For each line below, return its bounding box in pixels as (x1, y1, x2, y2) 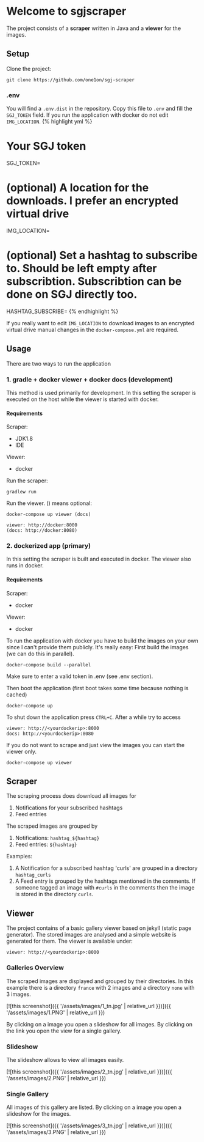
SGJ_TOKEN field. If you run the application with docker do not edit (6, 111, 169, 119)
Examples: (6, 853, 32, 860)
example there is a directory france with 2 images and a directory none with (6, 984, 195, 991)
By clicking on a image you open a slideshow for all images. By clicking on (6, 1020, 193, 1028)
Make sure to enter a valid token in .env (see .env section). (6, 672, 153, 680)
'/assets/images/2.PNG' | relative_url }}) (6, 1074, 107, 1081)
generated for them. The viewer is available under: (6, 937, 133, 945)
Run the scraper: (6, 477, 49, 484)
